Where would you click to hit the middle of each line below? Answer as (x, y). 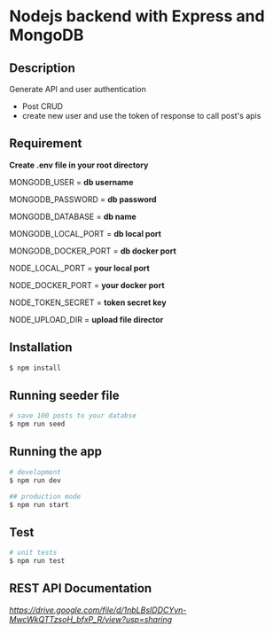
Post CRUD (43, 106)
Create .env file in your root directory (79, 165)
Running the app (55, 452)
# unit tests (33, 553)
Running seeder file (64, 395)
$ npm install (35, 368)
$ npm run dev (35, 481)
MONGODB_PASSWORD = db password (83, 199)
